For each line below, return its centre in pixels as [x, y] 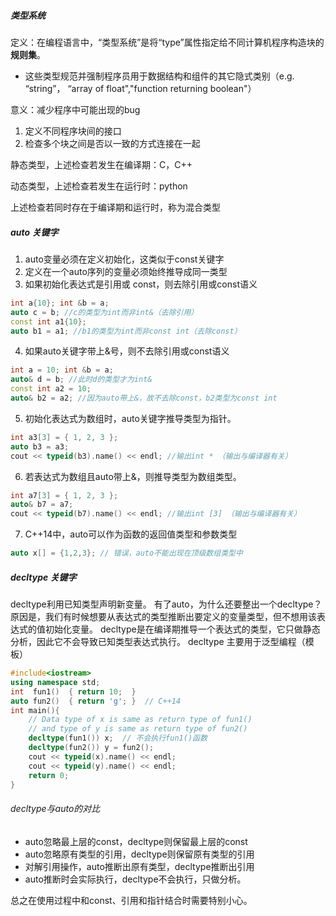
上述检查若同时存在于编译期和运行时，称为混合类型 [115, 207]
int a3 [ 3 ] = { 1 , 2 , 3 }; [64, 437]
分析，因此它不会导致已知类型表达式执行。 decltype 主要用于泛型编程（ [158, 642]
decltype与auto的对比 [55, 808]
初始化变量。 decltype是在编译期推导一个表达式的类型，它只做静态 [182, 629]
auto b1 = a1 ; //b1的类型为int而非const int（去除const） [126, 331]
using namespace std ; [55, 682]
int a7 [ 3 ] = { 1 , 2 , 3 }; [64, 495]
